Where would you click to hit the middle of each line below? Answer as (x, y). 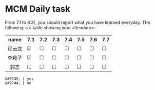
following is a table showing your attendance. (50, 27)
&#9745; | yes (19, 79)
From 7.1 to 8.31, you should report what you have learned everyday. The (77, 22)
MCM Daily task (38, 9)
